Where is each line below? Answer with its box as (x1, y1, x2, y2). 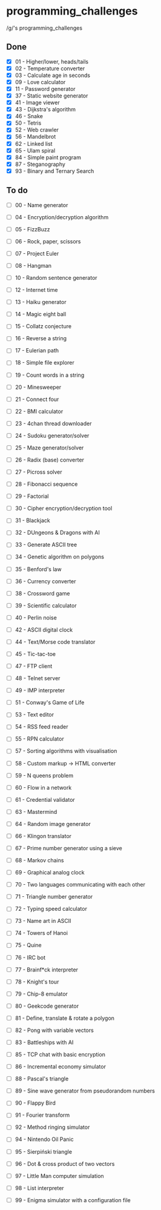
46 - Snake (15, 113, 44, 120)
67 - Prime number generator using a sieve (15, 844, 122, 851)
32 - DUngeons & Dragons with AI (15, 529, 100, 537)
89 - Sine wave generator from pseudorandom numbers (15, 1087, 156, 1094)
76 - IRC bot (15, 954, 45, 961)
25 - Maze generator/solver (15, 444, 84, 451)
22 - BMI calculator (15, 408, 64, 415)
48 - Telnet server (15, 675, 61, 682)
